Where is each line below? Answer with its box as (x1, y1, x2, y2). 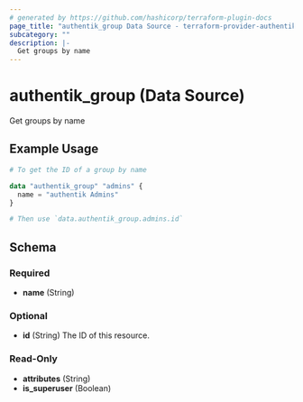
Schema (9, 240, 57, 255)
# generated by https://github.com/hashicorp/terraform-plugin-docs (9, 13, 272, 23)
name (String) (22, 287, 75, 297)
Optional (9, 309, 48, 322)
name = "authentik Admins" (17, 190, 119, 199)
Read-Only (9, 352, 59, 365)
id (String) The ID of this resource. (22, 330, 151, 341)
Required (9, 267, 50, 279)
